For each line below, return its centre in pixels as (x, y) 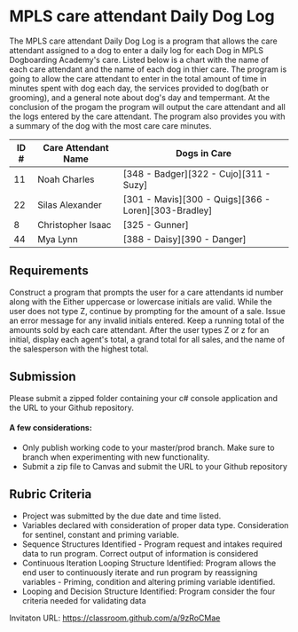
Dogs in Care (204, 153)
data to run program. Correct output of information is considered (140, 553)
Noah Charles (66, 179)
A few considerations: (51, 428)
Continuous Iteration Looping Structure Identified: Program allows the (149, 563)
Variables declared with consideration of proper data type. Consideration (155, 525)
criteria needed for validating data (84, 600)
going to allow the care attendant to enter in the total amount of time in (138, 78)
